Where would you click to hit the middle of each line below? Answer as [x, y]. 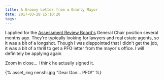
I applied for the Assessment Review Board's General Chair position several [82, 33]
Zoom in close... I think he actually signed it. [50, 63]
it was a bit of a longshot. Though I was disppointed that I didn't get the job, [82, 43]
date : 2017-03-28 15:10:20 [33, 14]
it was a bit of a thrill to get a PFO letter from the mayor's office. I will [75, 48]
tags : [11, 19]
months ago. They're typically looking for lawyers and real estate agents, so [82, 38]
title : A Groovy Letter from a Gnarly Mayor [51, 10]
